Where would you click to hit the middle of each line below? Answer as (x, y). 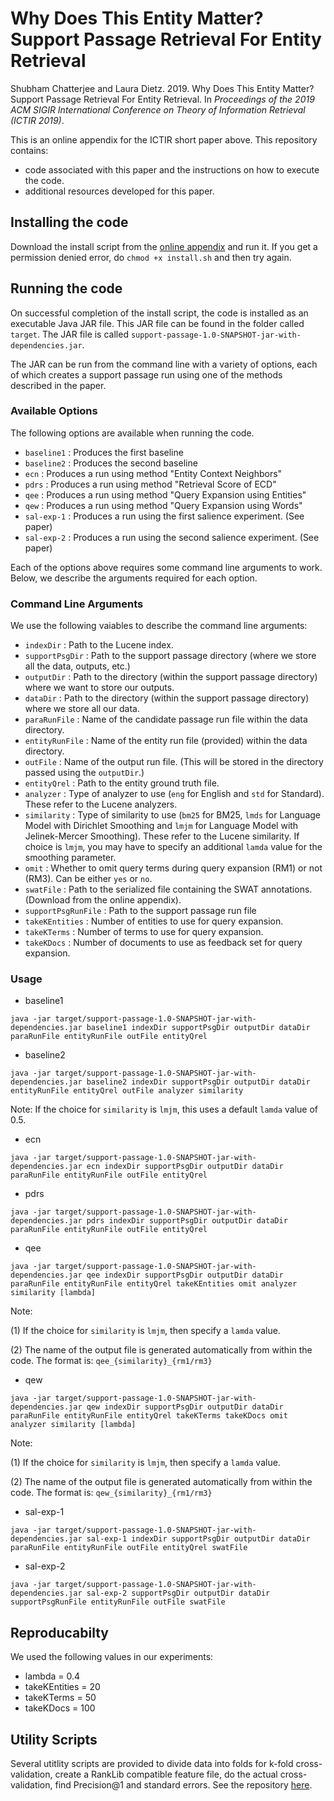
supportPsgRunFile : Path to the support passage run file (140, 911)
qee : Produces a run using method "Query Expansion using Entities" (165, 494)
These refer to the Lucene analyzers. (101, 804)
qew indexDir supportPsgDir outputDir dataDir (185, 1407)
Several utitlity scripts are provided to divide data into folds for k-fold (152, 1764)
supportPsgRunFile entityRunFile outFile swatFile (118, 1602)
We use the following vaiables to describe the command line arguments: (159, 626)
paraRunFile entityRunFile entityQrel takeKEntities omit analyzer (154, 1284)
